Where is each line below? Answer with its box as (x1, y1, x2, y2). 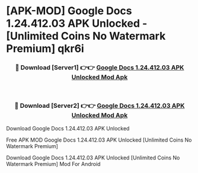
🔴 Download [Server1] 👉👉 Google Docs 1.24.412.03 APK (15, 63, 184, 72)
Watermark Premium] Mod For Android (6, 160, 101, 167)
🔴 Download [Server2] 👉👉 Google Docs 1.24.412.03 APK (14, 102, 185, 110)
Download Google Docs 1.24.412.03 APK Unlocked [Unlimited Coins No (6, 154, 180, 161)
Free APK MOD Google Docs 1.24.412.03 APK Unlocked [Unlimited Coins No (6, 136, 192, 143)
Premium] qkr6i (6, 42, 84, 56)
